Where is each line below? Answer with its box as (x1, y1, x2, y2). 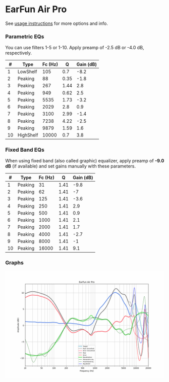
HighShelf (17, 132, 38, 138)
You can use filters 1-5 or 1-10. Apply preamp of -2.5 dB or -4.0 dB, (5, 45, 144, 51)
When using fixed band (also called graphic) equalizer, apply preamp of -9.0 (5, 158, 164, 164)
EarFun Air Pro (5, 4, 67, 15)
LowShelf (17, 68, 37, 75)
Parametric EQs (5, 33, 44, 40)
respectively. (5, 50, 32, 56)
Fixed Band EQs (5, 146, 44, 153)
